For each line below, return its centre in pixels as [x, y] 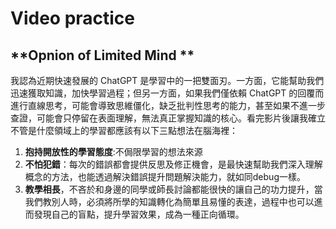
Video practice [73, 18]
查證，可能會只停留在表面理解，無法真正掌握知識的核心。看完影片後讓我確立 [168, 118]
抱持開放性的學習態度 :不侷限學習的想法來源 [113, 151]
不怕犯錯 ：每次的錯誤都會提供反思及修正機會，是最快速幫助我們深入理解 [173, 164]
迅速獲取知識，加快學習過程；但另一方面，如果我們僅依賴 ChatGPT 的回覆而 [167, 93]
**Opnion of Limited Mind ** [102, 55]
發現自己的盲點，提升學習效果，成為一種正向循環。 [139, 214]
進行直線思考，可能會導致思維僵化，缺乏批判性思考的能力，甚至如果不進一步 [168, 105]
